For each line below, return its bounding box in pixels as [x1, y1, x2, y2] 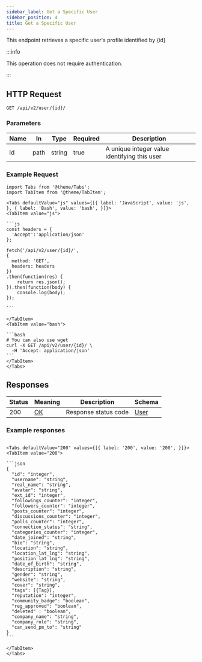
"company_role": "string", [11, 619, 79, 625]
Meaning [34, 397, 60, 406]
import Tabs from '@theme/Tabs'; [6, 184, 90, 190]
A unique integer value [105, 145, 170, 153]
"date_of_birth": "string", [11, 561, 82, 567]
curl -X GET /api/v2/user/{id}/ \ [6, 342, 93, 348]
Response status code [66, 408, 129, 416]
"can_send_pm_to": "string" [11, 624, 82, 630]
